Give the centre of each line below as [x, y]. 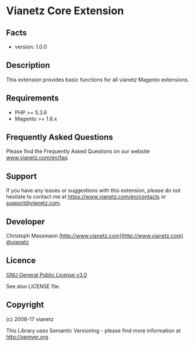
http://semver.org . [28, 337]
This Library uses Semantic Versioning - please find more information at [93, 330]
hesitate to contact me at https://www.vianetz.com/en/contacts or [86, 197]
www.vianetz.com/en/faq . [37, 158]
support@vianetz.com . [34, 203]
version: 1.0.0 [31, 47]
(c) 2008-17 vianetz [30, 319]
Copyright [25, 305]
